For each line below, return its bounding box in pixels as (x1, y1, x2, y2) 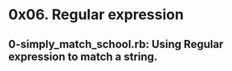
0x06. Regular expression (8, 6, 185, 24)
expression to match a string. (8, 49, 158, 63)
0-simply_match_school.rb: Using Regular (8, 37, 224, 51)
